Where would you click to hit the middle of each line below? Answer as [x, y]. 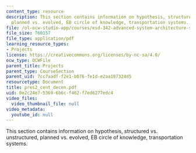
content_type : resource [35, 11]
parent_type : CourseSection [40, 71]
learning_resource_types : [37, 44]
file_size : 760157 [28, 33]
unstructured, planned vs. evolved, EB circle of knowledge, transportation [94, 137]
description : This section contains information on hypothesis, [86, 17]
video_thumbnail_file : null [45, 104]
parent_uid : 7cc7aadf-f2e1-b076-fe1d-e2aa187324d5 [69, 76]
